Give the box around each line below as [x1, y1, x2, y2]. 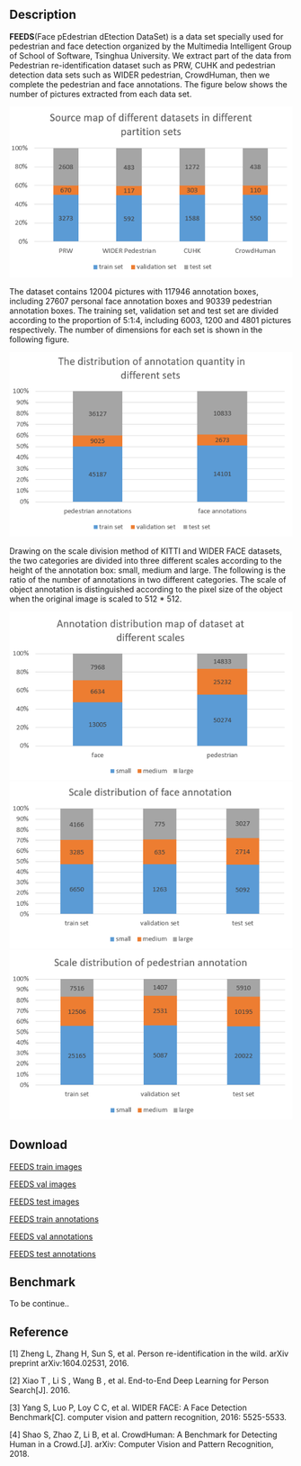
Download [9, 1137, 67, 1153]
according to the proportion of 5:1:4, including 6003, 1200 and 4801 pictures [9, 314, 292, 325]
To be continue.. [9, 1299, 70, 1309]
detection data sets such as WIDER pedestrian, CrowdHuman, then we [9, 69, 270, 80]
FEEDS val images [9, 1179, 76, 1190]
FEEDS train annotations [9, 1213, 99, 1224]
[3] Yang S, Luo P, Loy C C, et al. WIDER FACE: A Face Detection [9, 1402, 247, 1413]
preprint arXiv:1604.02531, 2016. [9, 1358, 129, 1369]
